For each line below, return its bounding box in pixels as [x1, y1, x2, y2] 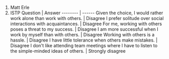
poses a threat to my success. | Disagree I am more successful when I [10, 26, 159, 32]
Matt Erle [10, 5, 30, 10]
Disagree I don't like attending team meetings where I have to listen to [10, 43, 158, 48]
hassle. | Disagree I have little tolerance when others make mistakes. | [10, 37, 158, 43]
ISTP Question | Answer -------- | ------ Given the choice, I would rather [10, 10, 163, 16]
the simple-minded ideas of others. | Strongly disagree [10, 48, 126, 54]
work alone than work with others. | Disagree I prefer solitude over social [10, 15, 164, 21]
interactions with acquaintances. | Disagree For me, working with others [10, 21, 162, 27]
